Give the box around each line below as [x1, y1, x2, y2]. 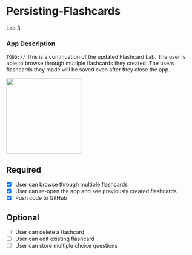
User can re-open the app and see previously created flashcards [15, 188, 177, 195]
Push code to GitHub [15, 194, 68, 202]
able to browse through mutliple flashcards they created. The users [6, 59, 174, 67]
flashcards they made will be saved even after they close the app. [6, 66, 170, 73]
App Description [6, 39, 56, 48]
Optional [6, 212, 39, 222]
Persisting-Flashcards [6, 4, 121, 18]
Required [6, 165, 41, 175]
